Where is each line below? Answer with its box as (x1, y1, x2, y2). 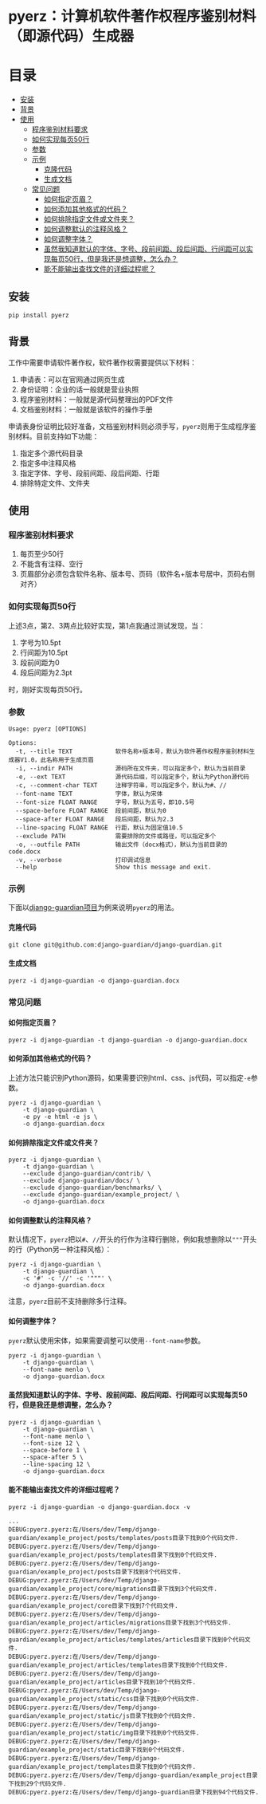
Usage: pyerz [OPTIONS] (8, 725, 88, 734)
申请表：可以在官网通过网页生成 (19, 374, 125, 384)
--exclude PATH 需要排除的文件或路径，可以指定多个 (15, 833, 217, 841)
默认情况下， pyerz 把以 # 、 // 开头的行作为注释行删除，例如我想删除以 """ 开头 (8, 1235, 257, 1244)
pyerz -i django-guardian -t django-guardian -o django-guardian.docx (8, 1036, 248, 1044)
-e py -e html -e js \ (22, 1113, 98, 1121)
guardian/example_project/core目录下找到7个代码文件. (8, 1602, 178, 1610)
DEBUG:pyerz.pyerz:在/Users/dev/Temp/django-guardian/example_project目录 (8, 1771, 258, 1779)
